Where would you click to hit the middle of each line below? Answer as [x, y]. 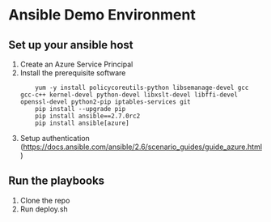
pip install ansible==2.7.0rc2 [88, 116]
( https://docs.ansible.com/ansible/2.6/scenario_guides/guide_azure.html [141, 147]
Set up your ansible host [71, 45]
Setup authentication [55, 138]
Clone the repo [45, 200]
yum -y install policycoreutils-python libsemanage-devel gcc [142, 88]
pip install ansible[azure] [82, 123]
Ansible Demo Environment [102, 15]
